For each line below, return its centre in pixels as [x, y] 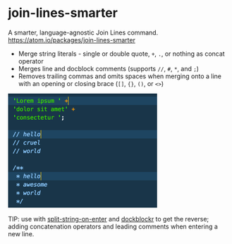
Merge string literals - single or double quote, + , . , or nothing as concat [121, 54]
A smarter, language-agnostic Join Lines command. [83, 32]
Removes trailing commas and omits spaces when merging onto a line [120, 76]
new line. [21, 233]
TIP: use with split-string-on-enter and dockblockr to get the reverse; [109, 219]
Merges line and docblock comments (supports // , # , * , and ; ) [109, 68]
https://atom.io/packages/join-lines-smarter [72, 39]
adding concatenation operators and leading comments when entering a [113, 226]
